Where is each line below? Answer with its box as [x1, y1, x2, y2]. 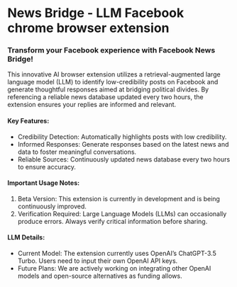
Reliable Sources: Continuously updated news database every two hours [17, 154, 231, 164]
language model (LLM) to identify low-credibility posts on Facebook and [7, 78, 219, 86]
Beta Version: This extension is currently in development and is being [17, 194, 220, 203]
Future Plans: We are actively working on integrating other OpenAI [17, 264, 211, 273]
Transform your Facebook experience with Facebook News [7, 45, 216, 55]
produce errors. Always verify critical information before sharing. [17, 217, 208, 225]
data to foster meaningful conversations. [17, 147, 137, 156]
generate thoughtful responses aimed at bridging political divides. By [7, 85, 209, 94]
